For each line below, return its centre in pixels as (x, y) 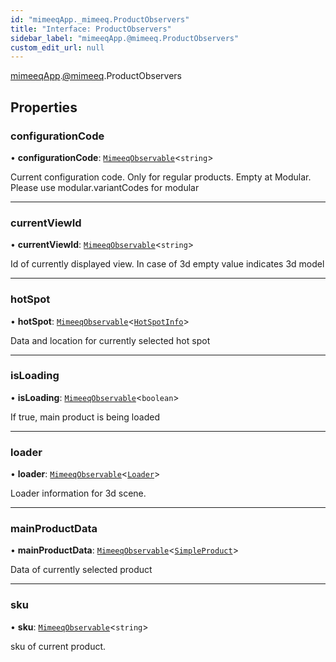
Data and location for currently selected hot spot (110, 340)
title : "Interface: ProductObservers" (91, 29)
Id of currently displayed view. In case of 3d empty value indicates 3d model (167, 264)
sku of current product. (58, 646)
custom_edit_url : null (57, 47)
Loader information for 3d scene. (78, 493)
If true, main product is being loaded (85, 417)
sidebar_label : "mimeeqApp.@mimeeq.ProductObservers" (125, 38)
